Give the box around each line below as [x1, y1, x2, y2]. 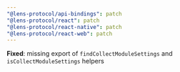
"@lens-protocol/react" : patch [6, 17, 100, 24]
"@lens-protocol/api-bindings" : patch [6, 10, 122, 18]
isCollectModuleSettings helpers [6, 57, 104, 66]
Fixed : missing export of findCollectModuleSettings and [6, 49, 173, 58]
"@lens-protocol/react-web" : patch [6, 30, 113, 37]
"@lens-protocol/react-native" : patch [6, 23, 122, 30]
